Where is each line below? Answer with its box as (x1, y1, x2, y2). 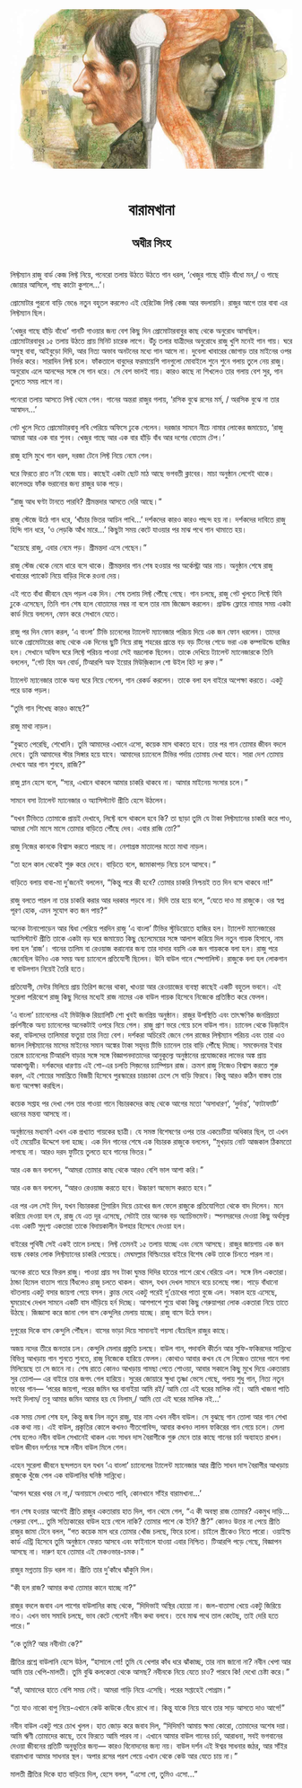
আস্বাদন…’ (10, 403, 38, 414)
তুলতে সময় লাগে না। (10, 376, 65, 386)
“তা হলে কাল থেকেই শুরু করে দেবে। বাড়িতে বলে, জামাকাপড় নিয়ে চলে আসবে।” (10, 858, 216, 870)
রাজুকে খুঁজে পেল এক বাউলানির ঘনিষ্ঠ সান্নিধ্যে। (10, 1469, 128, 1481)
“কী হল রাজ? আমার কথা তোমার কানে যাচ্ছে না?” (10, 1581, 137, 1593)
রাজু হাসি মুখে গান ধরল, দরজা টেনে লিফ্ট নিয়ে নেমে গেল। (10, 449, 154, 461)
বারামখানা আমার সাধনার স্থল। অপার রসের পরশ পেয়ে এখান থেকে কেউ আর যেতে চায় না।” (10, 1750, 238, 1761)
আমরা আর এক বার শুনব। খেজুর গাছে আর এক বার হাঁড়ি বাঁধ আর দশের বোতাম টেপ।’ (10, 431, 225, 443)
